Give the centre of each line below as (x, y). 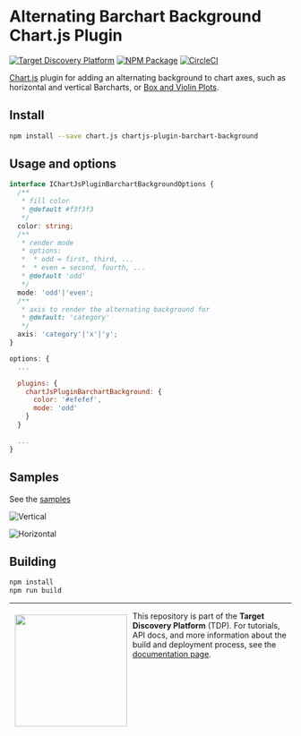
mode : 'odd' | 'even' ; (56, 293)
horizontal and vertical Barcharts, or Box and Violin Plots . (114, 87)
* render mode (47, 243)
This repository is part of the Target (199, 616)
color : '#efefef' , (67, 400)
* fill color (45, 201)
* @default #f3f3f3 (57, 210)
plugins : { (38, 383)
